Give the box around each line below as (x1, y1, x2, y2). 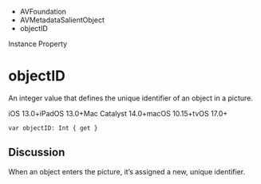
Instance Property (8, 39, 68, 49)
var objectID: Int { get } (8, 123, 98, 132)
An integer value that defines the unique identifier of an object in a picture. (8, 93, 254, 103)
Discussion (8, 146, 65, 159)
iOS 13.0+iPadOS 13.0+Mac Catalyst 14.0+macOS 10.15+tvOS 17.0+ (8, 108, 228, 118)
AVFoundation (19, 7, 66, 16)
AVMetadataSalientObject (19, 15, 105, 25)
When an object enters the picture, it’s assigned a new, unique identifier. (8, 166, 246, 176)
